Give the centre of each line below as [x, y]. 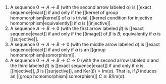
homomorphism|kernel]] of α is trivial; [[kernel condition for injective [81, 18]
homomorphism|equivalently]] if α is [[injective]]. [61, 23]
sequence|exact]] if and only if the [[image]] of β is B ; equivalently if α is [85, 34]
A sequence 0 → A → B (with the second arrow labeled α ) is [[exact [80, 7]
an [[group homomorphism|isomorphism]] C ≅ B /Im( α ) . [68, 76]
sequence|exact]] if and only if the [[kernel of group [64, 12]
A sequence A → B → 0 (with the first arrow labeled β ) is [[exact [77, 28]
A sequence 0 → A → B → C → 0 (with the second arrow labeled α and [84, 60]
